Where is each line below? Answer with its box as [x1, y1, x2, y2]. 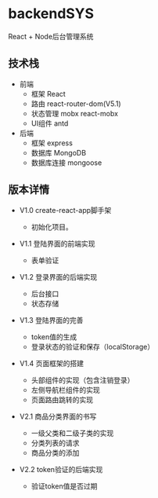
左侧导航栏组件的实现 [31, 385, 100, 394]
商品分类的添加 [31, 448, 80, 457]
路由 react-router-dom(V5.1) [31, 99, 121, 108]
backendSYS [8, 5, 95, 23]
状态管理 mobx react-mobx [31, 108, 119, 118]
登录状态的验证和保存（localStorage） [31, 342, 155, 351]
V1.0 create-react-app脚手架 [19, 205, 112, 214]
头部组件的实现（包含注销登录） [31, 375, 135, 385]
